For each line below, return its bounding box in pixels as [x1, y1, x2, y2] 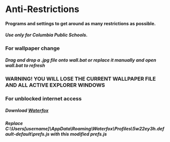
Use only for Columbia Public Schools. [5, 32, 88, 38]
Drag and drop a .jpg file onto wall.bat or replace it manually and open [5, 57, 157, 63]
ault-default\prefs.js [5, 131, 50, 137]
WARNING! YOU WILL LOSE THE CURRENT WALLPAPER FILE [5, 75, 156, 82]
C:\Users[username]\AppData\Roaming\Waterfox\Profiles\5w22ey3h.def [5, 125, 164, 131]
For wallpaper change [5, 44, 60, 51]
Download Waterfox [5, 107, 49, 114]
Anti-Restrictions [5, 4, 79, 15]
